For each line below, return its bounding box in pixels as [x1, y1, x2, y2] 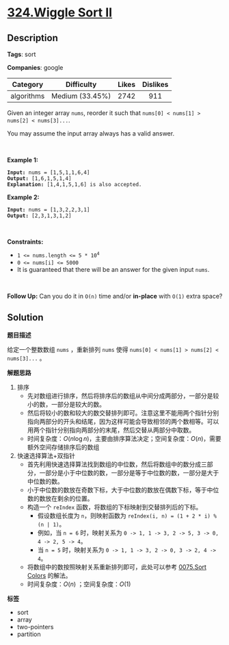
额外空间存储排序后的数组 [27, 443, 100, 451]
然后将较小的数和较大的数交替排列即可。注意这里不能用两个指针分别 [27, 409, 219, 417]
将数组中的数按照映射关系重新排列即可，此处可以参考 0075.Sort [27, 563, 207, 571]
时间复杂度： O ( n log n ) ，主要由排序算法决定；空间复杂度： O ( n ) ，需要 [27, 434, 222, 442]
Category [12, 80, 44, 89]
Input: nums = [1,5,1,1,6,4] [7, 169, 90, 176]
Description [7, 32, 58, 44]
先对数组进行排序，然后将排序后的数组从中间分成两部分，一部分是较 [27, 392, 219, 400]
